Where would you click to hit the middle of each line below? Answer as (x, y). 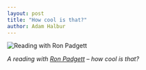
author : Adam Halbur (37, 26)
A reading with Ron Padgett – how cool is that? (73, 59)
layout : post (26, 13)
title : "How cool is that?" (47, 20)
